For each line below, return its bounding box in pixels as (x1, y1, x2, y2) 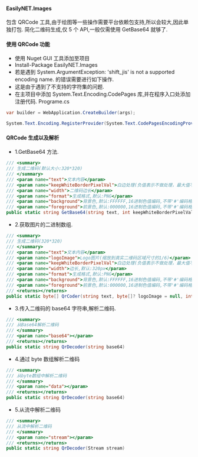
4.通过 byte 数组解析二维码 (14, 355, 80, 362)
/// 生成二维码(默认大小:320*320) (6, 166, 83, 171)
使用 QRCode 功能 (6, 40, 50, 47)
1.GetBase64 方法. (14, 148, 59, 155)
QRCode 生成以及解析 (6, 134, 60, 141)
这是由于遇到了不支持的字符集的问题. (14, 83, 104, 90)
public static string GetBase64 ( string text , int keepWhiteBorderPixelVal (6, 210, 194, 216)
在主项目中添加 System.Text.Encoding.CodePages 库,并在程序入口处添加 (14, 90, 191, 98)
